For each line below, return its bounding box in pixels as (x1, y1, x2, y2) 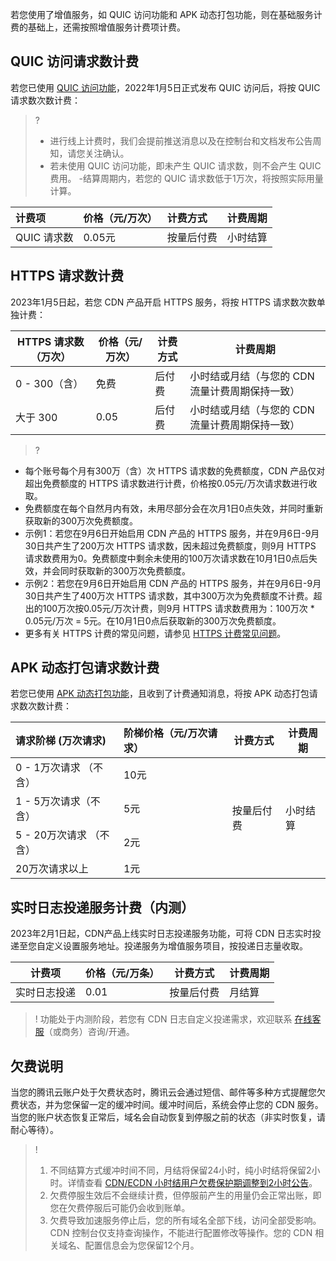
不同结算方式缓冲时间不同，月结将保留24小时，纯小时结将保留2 (49, 1164, 312, 1177)
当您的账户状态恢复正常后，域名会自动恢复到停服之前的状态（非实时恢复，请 (10, 1111, 326, 1123)
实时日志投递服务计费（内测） (10, 899, 195, 916)
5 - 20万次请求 (15, 828, 88, 842)
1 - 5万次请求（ (15, 794, 91, 808)
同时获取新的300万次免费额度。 (59, 564, 192, 577)
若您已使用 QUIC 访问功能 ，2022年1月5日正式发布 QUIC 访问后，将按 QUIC (10, 81, 321, 93)
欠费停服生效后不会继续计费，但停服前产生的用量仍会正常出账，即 (49, 1189, 322, 1202)
